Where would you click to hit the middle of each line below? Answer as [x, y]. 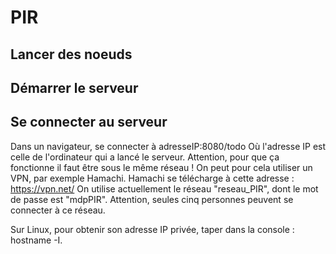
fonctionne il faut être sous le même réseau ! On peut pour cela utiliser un [161, 167]
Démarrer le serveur [74, 87]
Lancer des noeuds [71, 54]
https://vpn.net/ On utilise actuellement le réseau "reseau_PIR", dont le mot [164, 188]
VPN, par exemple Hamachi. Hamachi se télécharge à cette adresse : [152, 178]
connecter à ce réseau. [58, 210]
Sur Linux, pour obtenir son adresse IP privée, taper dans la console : [152, 229]
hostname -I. [36, 240]
